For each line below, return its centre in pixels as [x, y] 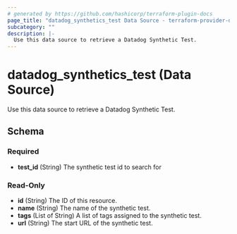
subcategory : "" [31, 27]
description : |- [31, 33]
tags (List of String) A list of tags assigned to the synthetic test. [110, 216]
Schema [26, 131]
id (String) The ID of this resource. [67, 201]
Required [23, 152]
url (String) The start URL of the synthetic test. [85, 223]
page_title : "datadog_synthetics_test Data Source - [86, 20]
